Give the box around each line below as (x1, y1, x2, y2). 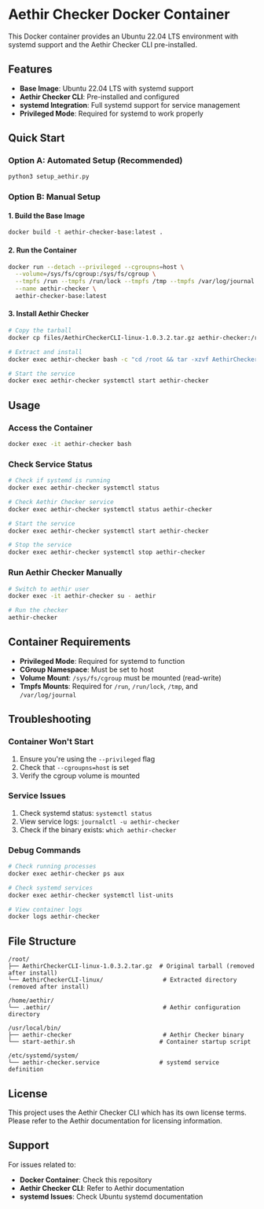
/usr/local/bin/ (8, 1024, 61, 1032)
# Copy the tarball (8, 326, 72, 335)
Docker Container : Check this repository (19, 1174, 152, 1185)
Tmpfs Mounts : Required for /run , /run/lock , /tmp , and (19, 681, 198, 691)
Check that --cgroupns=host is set (19, 762, 130, 772)
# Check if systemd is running (8, 477, 111, 485)
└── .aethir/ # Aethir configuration (8, 1004, 241, 1012)
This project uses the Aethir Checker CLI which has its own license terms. (8, 1108, 247, 1117)
